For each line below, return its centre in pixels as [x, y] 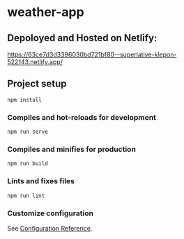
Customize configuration [51, 213]
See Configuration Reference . [50, 228]
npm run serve [28, 132]
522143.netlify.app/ [35, 62]
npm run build [28, 164]
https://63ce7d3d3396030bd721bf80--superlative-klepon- [92, 54]
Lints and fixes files [41, 181]
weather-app [46, 12]
